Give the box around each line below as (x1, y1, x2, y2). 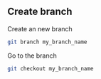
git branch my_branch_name (7, 38, 87, 46)
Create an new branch (7, 24, 73, 33)
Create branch (7, 6, 73, 18)
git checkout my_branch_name (7, 65, 94, 72)
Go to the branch (7, 51, 57, 60)
